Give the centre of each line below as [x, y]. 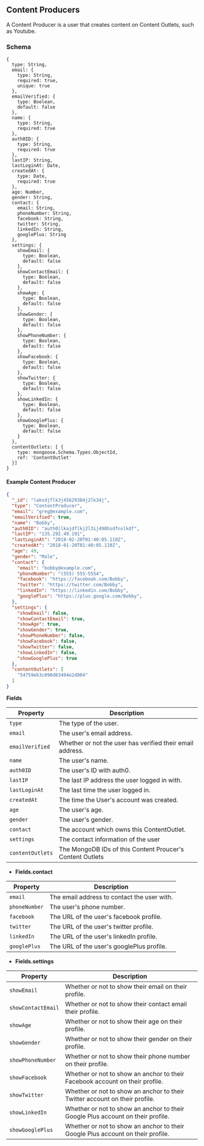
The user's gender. [86, 819]
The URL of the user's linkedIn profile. [104, 936]
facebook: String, [40, 219]
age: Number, [28, 192]
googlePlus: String [42, 235]
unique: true [34, 86]
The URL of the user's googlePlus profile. [108, 946]
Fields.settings [34, 961]
